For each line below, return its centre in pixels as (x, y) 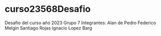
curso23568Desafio (48, 9)
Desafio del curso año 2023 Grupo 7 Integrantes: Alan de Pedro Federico (80, 23)
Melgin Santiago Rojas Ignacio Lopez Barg (49, 28)
